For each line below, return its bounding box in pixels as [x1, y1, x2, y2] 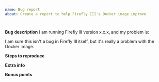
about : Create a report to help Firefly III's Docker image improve [5, 12, 146, 16]
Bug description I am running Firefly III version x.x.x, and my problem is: [5, 29, 149, 35]
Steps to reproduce [5, 53, 45, 58]
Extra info [5, 62, 25, 68]
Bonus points [5, 71, 32, 77]
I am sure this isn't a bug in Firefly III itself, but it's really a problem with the [5, 38, 154, 44]
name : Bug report [5, 7, 40, 12]
